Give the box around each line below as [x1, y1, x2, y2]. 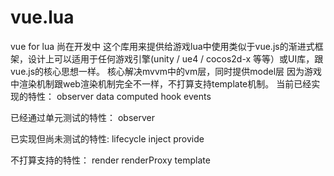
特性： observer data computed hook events [27, 90, 212, 102]
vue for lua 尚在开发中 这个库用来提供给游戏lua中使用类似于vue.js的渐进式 [10, 40, 315, 52]
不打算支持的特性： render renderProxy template [10, 154, 211, 166]
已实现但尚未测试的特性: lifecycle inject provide [10, 132, 205, 145]
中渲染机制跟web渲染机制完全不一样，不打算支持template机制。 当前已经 [10, 77, 312, 90]
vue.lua [10, 6, 75, 29]
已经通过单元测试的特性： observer [10, 111, 155, 123]
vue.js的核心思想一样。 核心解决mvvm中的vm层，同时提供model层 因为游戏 [10, 65, 322, 77]
